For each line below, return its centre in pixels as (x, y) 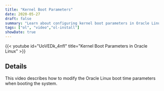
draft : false (18, 18)
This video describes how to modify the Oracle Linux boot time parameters (80, 78)
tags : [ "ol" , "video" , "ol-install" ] (42, 28)
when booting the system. (31, 83)
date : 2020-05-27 (23, 14)
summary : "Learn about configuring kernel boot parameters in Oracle (77, 23)
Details (16, 66)
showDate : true (20, 32)
